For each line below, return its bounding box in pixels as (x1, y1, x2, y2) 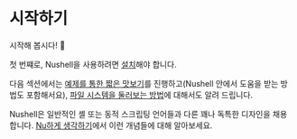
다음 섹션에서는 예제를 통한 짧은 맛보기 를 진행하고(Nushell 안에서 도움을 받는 (9, 78, 279, 88)
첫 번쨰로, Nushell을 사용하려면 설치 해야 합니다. (9, 59, 178, 69)
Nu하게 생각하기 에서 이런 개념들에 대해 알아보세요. (35, 119, 213, 131)
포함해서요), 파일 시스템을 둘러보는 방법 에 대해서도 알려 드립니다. (25, 89, 254, 100)
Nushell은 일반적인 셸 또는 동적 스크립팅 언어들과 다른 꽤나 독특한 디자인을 (9, 108, 271, 119)
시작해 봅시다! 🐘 (9, 40, 66, 51)
